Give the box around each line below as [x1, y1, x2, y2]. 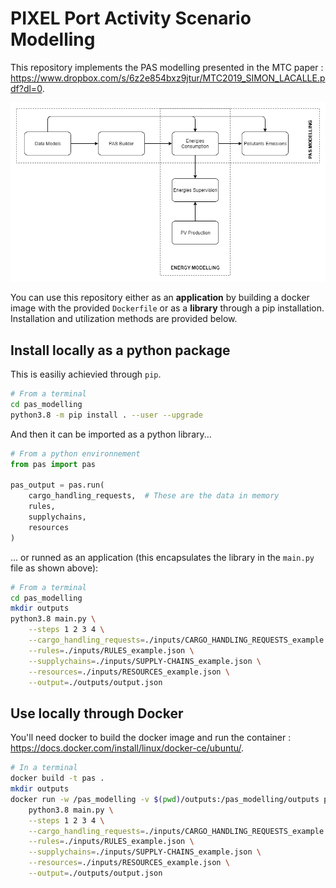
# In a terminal [10, 763, 78, 773]
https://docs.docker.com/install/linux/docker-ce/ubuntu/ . [10, 742, 245, 754]
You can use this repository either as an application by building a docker [10, 292, 310, 304]
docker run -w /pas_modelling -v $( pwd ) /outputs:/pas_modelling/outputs [10, 794, 320, 804]
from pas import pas [10, 459, 97, 469]
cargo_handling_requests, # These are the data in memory [28, 491, 280, 501]
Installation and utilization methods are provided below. [10, 313, 238, 325]
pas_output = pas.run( [10, 480, 105, 491]
